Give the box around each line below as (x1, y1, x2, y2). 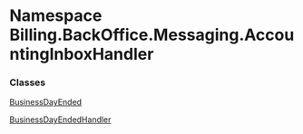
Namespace (9, 5, 103, 26)
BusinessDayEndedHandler (9, 114, 112, 125)
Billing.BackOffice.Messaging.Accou (9, 24, 295, 45)
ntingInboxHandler (9, 44, 154, 64)
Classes (9, 76, 46, 89)
